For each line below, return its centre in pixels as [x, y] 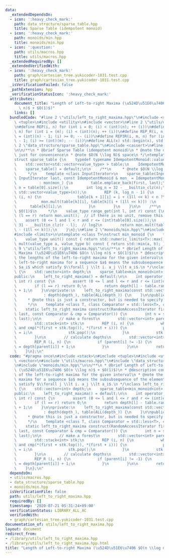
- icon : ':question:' [32, 47]
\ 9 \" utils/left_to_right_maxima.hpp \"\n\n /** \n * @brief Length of [89, 249]
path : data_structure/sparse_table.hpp [56, 24]
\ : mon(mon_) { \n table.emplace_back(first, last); [89, 183]
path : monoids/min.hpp [38, 38]
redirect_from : [21, 534]
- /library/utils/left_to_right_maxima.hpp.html [57, 543]
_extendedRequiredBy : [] [36, 61]
